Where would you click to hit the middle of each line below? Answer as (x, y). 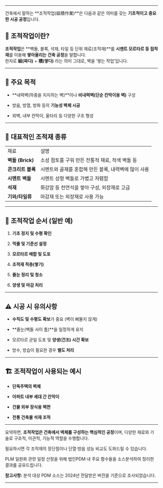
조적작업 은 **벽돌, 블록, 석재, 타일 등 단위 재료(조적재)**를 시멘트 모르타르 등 (77, 49)
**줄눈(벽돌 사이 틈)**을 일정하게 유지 (48, 329)
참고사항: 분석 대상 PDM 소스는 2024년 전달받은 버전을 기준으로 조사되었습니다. (81, 475)
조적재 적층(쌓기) (28, 264)
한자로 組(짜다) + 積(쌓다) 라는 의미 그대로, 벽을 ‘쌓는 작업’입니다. (67, 61)
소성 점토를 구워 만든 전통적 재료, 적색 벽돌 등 (89, 160)
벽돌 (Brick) (21, 160)
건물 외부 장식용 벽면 (31, 407)
